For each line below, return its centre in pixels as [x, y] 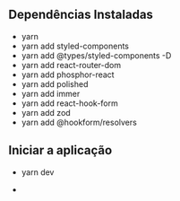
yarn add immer [51, 93]
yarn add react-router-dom [71, 65]
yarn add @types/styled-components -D [96, 55]
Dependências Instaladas [81, 15]
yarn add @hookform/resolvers [79, 122]
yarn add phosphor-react [68, 74]
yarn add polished [55, 83]
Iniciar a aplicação [60, 150]
